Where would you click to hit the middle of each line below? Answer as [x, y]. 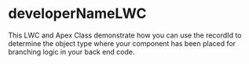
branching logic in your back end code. [71, 52]
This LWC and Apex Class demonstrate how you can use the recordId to [125, 35]
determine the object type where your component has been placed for [122, 43]
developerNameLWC [77, 14]
